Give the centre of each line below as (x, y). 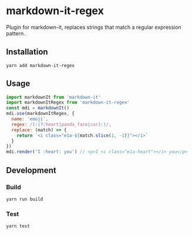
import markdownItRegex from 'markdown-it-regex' (68, 102)
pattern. (16, 33)
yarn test (18, 226)
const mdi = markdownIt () (38, 108)
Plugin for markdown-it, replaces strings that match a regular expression (94, 27)
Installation (27, 52)
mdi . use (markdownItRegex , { (41, 114)
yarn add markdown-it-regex (41, 65)
